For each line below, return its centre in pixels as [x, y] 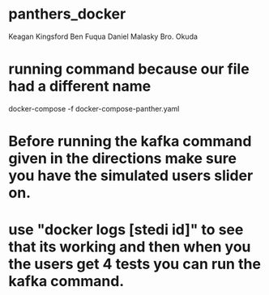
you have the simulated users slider [131, 176]
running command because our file [129, 69]
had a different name [80, 86]
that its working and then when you [130, 247]
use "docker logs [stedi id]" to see [126, 230]
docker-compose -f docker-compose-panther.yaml [94, 108]
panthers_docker [67, 14]
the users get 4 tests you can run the [135, 264]
